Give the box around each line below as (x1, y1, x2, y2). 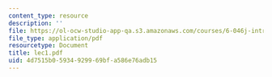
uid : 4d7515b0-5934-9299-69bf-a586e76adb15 (8, 57, 158, 65)
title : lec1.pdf (8, 49, 63, 57)
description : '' (8, 19, 63, 27)
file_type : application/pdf (8, 34, 104, 43)
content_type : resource (8, 11, 89, 20)
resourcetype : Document (8, 42, 89, 50)
